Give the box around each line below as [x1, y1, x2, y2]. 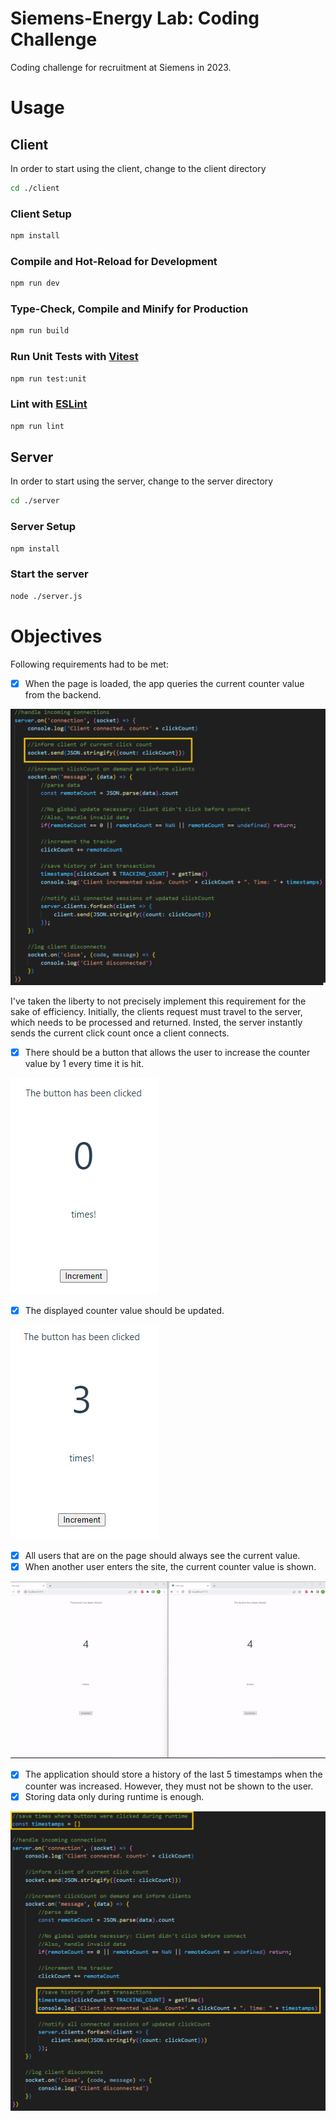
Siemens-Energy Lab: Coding [10, 7, 260, 30]
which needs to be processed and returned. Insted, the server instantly [10, 1016, 303, 1028]
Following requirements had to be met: [10, 658, 169, 670]
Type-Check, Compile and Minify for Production [10, 302, 249, 316]
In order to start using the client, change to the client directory [10, 162, 267, 174]
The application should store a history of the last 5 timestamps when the [24, 1768, 323, 1781]
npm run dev [10, 278, 60, 289]
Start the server [10, 567, 89, 581]
